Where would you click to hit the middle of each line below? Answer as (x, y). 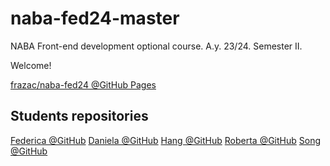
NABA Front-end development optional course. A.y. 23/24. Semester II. (156, 46)
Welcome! (31, 65)
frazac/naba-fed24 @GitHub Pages (83, 84)
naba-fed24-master (95, 18)
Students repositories (79, 116)
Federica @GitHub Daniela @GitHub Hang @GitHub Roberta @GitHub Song (166, 140)
